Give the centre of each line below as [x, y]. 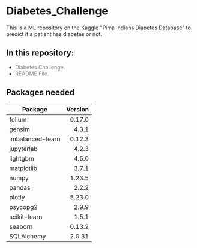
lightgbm [22, 158]
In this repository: [40, 53]
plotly [17, 197]
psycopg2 [23, 207]
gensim [20, 129]
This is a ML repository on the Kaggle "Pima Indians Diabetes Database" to [98, 28]
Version [77, 109]
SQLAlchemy [28, 236]
